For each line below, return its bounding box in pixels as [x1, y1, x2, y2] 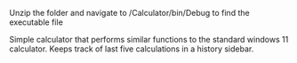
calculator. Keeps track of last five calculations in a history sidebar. [9, 43, 254, 54]
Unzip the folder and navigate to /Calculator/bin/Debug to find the [9, 8, 251, 18]
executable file [9, 17, 64, 28]
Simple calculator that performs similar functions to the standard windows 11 [9, 35, 289, 44]
